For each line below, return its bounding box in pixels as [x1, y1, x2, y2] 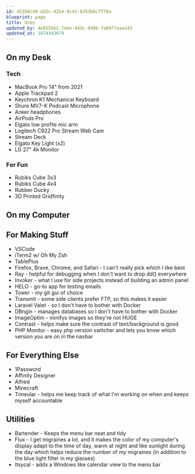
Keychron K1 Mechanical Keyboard [14, 95, 99, 103]
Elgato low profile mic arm [14, 121, 78, 128]
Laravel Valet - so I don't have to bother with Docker [14, 301, 141, 309]
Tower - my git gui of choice [14, 289, 83, 296]
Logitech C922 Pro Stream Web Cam [14, 127, 105, 134]
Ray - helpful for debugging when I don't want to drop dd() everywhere [14, 270, 187, 277]
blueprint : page [6, 14, 46, 20]
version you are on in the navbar [14, 333, 93, 340]
